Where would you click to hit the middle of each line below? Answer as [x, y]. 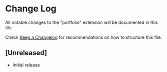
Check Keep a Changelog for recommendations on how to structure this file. [84, 37]
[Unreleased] [26, 53]
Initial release [26, 65]
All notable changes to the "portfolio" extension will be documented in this [82, 22]
